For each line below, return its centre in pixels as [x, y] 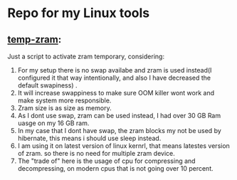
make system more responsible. [64, 100]
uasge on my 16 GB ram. [53, 123]
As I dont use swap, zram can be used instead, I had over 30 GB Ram [119, 116]
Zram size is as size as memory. [64, 108]
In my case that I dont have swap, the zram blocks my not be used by [120, 131]
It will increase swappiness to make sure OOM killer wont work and [116, 93]
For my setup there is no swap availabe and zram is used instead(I [115, 70]
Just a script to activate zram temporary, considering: [86, 56]
